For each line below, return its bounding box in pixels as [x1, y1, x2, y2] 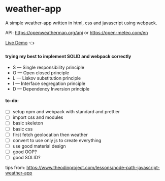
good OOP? [12, 149, 37, 155]
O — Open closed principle [12, 70, 70, 76]
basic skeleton [12, 120, 43, 126]
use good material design [12, 143, 66, 149]
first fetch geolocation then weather [12, 131, 88, 138]
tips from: [5, 164, 25, 170]
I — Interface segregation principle [12, 80, 85, 86]
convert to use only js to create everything [12, 137, 102, 143]
